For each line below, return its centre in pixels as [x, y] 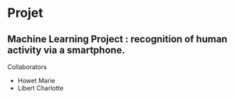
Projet [25, 13]
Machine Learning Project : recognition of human [117, 39]
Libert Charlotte [40, 88]
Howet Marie [36, 80]
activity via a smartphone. [66, 50]
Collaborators [27, 67]
